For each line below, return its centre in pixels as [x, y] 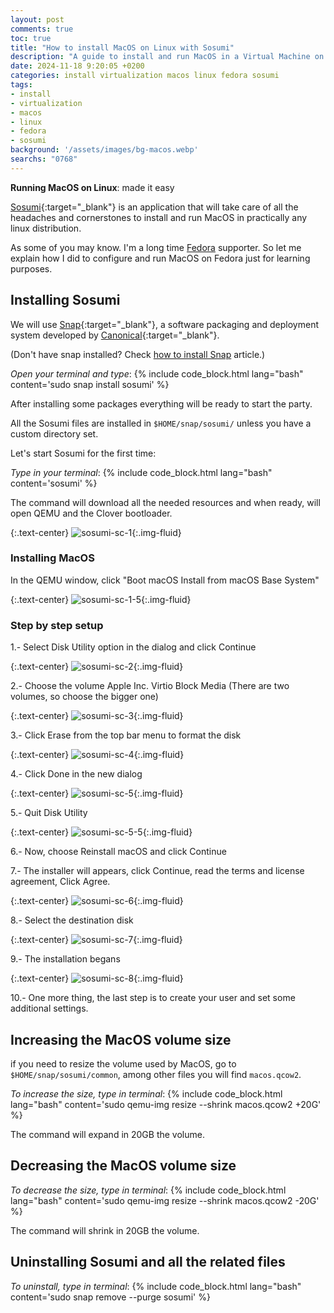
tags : [21, 85]
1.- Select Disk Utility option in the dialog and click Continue [133, 647]
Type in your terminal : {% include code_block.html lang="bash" [141, 472]
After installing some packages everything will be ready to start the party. [161, 403]
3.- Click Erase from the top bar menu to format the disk [126, 735]
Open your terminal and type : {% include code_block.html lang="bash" [157, 373]
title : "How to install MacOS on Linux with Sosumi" [122, 47]
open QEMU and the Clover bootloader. [91, 513]
